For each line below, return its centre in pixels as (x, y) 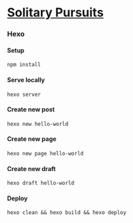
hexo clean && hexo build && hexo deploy (67, 213)
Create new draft (31, 168)
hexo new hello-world (38, 124)
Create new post (31, 109)
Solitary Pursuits (56, 13)
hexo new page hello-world (45, 153)
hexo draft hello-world (41, 183)
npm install (24, 65)
